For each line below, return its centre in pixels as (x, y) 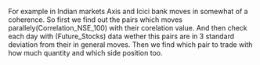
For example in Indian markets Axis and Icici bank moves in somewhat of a (128, 11)
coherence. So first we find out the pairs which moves (95, 20)
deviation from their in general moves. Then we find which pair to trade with (130, 45)
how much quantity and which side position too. (85, 53)
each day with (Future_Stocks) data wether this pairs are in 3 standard (121, 36)
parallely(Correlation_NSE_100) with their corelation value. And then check (128, 28)
